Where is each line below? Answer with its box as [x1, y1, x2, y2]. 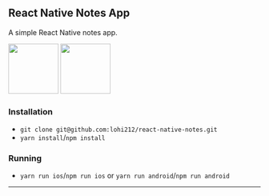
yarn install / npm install [19, 133, 106, 142]
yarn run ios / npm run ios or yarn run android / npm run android [19, 171, 231, 181]
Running [8, 153, 42, 164]
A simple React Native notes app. [8, 27, 118, 37]
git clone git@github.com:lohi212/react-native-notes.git [19, 126, 218, 134]
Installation [8, 106, 54, 117]
